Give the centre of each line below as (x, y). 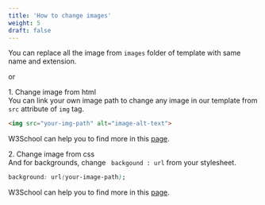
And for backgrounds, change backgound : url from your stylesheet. (122, 163)
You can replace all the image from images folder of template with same (125, 53)
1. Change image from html (52, 92)
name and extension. (42, 61)
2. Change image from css (52, 154)
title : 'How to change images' (60, 15)
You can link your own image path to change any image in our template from (133, 101)
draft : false (30, 30)
